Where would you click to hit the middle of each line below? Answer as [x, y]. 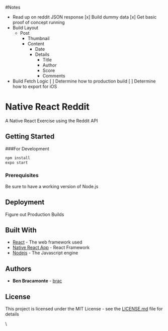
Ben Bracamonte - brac [37, 281]
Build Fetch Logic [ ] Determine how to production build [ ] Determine [84, 81]
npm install [18, 158]
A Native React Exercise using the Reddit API [52, 121]
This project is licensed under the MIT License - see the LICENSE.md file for [84, 309]
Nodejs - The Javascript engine [45, 253]
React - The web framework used [47, 242]
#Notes [13, 7]
